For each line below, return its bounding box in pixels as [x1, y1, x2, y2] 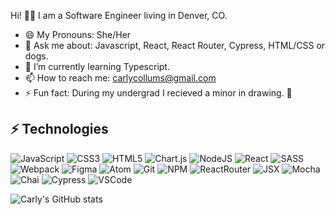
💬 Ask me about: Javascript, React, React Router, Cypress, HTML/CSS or [24, 40, 326, 51]
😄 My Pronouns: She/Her [24, 29, 132, 40]
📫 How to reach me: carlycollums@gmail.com [24, 72, 217, 84]
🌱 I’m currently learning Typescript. [24, 61, 170, 72]
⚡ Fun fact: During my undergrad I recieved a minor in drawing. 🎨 [24, 87, 293, 99]
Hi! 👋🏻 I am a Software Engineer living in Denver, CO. [10, 10, 228, 21]
